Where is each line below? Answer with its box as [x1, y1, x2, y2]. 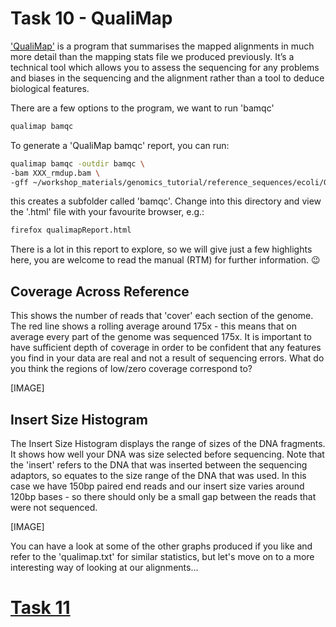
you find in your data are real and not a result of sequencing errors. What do [10, 352, 325, 364]
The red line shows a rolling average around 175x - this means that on [10, 320, 297, 332]
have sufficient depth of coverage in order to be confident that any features [10, 342, 322, 354]
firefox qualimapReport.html [10, 225, 132, 236]
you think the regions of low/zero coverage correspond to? [10, 363, 253, 375]
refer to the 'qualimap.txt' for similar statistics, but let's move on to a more [10, 550, 315, 562]
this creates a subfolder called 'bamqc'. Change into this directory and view [10, 195, 322, 207]
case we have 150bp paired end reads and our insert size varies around [10, 480, 305, 492]
